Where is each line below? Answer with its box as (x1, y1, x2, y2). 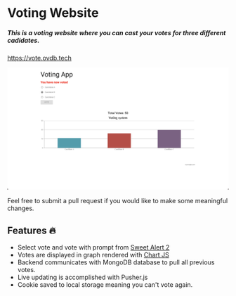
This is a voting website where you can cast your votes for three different (7, 28, 226, 37)
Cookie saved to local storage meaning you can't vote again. (17, 281, 193, 289)
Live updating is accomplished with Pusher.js (17, 273, 148, 282)
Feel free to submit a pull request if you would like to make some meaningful (7, 197, 228, 205)
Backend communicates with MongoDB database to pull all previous (17, 258, 215, 266)
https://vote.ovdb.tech (7, 54, 72, 63)
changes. (7, 204, 34, 212)
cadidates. (7, 36, 40, 44)
